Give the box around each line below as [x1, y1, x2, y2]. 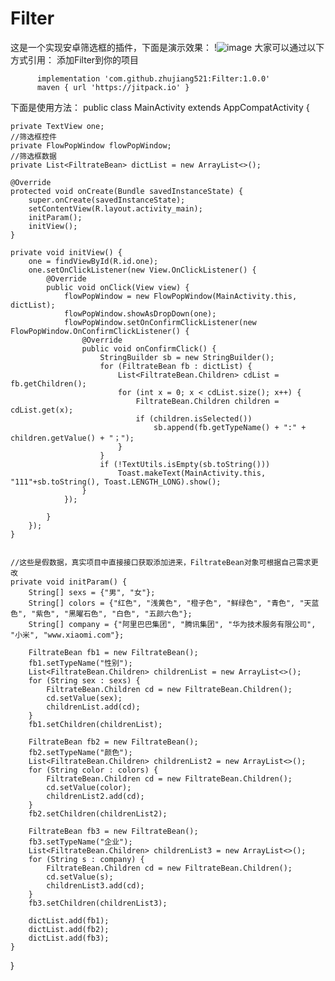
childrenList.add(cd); [46, 702, 141, 712]
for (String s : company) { [28, 854, 145, 864]
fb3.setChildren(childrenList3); [28, 898, 168, 908]
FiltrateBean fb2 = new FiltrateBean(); [28, 737, 199, 747]
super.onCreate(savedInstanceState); [28, 195, 186, 205]
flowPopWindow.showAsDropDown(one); [63, 308, 217, 319]
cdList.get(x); [10, 405, 74, 415]
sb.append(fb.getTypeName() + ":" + [153, 422, 307, 432]
